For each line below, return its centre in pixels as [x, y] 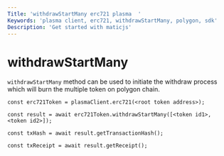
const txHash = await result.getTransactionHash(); [85, 133]
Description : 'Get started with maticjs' [70, 27]
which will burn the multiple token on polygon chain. [84, 89]
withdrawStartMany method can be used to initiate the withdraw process [112, 82]
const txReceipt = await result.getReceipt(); [78, 146]
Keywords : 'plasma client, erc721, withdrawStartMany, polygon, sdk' [113, 21]
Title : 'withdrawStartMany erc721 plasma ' [74, 14]
